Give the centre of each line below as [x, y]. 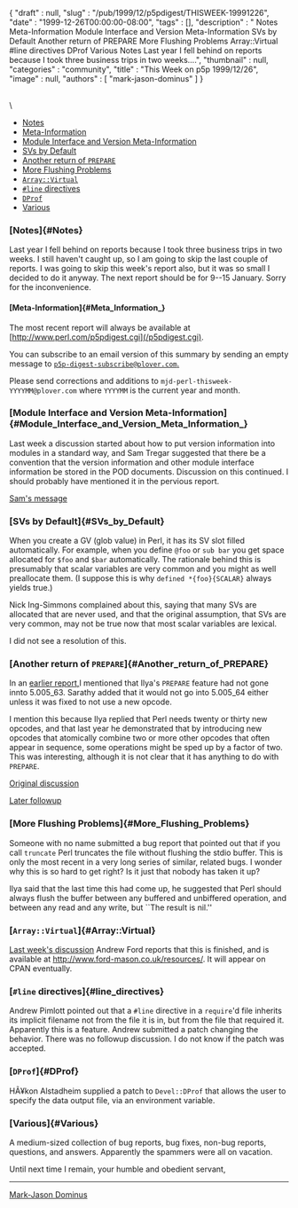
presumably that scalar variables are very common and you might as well [143, 569]
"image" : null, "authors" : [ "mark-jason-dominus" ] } [106, 78]
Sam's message [39, 498]
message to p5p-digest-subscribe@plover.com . [94, 364]
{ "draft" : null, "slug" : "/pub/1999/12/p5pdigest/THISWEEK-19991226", [139, 13]
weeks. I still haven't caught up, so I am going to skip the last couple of [139, 259]
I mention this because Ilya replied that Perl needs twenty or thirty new [138, 719]
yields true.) [31, 588]
